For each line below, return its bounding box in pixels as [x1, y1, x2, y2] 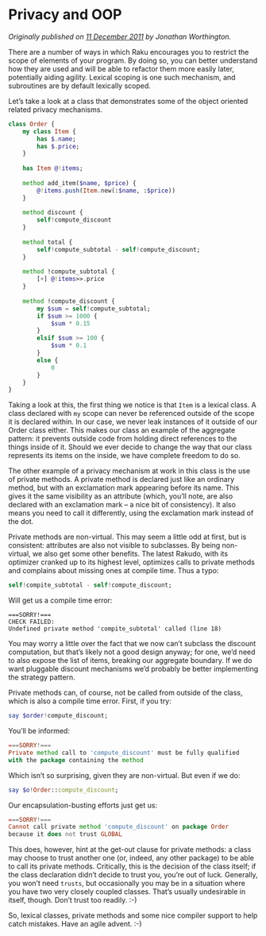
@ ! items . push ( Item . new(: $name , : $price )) [37, 187, 176, 195]
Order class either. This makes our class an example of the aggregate [8, 426, 236, 435]
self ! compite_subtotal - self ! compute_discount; [8, 581, 172, 589]
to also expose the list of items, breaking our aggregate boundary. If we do [8, 656, 253, 665]
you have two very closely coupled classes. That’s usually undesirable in [8, 887, 246, 896]
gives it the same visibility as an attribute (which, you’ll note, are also [8, 491, 233, 501]
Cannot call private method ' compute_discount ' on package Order [8, 823, 229, 831]
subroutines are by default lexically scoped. [8, 81, 151, 91]
